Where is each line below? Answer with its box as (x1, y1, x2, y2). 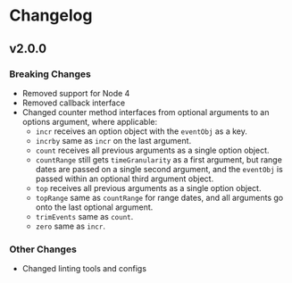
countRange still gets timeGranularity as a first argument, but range (35, 154, 283, 165)
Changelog (9, 5, 93, 26)
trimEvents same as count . (35, 211, 134, 221)
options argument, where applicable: (21, 116, 158, 127)
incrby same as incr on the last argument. (35, 135, 192, 146)
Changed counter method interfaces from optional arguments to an (21, 106, 270, 117)
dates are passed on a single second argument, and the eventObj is (35, 163, 283, 174)
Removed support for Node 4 (21, 87, 130, 98)
